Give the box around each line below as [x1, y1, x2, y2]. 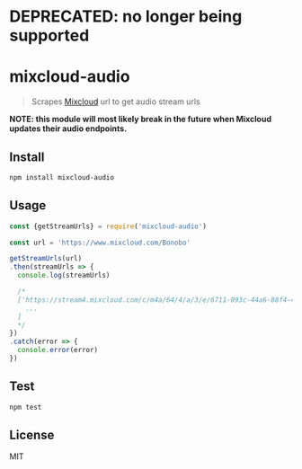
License [9, 427, 55, 442]
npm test [9, 403, 42, 411]
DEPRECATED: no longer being [9, 6, 243, 27]
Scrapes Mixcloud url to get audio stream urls [31, 96, 200, 107]
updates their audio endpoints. [9, 123, 128, 134]
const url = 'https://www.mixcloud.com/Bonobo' [9, 238, 191, 247]
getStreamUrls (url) [9, 254, 83, 263]
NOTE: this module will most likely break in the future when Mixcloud [9, 114, 272, 125]
